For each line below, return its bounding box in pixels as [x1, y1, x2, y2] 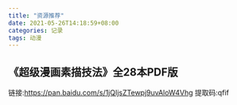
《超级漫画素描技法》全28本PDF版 [8, 65, 178, 79]
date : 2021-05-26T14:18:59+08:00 [8, 19, 119, 27]
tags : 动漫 [8, 33, 42, 42]
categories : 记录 [8, 26, 64, 34]
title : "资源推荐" [8, 11, 65, 20]
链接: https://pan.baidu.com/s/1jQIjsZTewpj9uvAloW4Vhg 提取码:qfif [8, 88, 229, 98]
